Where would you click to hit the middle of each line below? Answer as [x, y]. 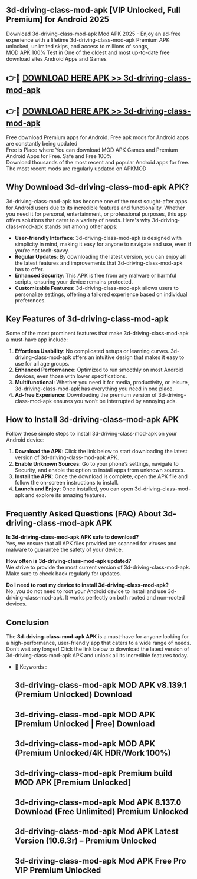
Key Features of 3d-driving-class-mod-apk [87, 319]
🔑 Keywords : [31, 667]
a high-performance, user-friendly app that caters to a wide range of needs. [99, 643]
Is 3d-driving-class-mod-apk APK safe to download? [73, 537]
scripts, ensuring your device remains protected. [74, 282]
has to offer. [29, 269]
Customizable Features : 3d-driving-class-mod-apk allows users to [96, 288]
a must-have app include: [37, 340]
